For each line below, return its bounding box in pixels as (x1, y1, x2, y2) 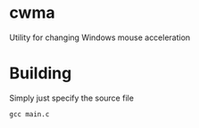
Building (9, 63, 72, 84)
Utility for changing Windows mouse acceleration (9, 32, 191, 43)
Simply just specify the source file (9, 92, 134, 103)
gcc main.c (9, 109, 50, 118)
